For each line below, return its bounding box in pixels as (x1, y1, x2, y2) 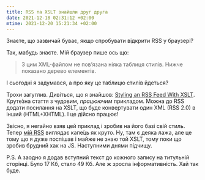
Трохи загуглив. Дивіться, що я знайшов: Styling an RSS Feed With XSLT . (6, 91, 195, 99)
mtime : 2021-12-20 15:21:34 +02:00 (6, 20, 97, 26)
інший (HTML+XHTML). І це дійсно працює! (6, 111, 119, 118)
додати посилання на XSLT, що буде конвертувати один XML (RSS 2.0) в (6, 104, 196, 111)
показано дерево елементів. (21, 67, 97, 75)
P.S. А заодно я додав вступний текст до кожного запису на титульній (6, 154, 190, 161)
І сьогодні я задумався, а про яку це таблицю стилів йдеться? (6, 79, 169, 86)
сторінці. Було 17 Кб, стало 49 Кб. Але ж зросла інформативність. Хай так (6, 160, 199, 168)
